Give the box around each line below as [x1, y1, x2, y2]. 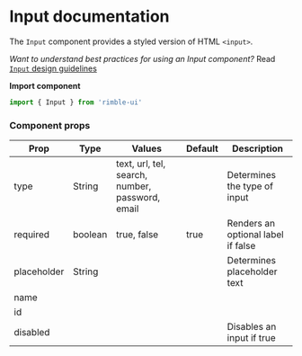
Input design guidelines [9, 63, 97, 74]
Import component [9, 80, 81, 91]
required [13, 228, 50, 241]
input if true [226, 332, 276, 344]
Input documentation [9, 6, 170, 27]
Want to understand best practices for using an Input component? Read [9, 53, 276, 64]
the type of [226, 180, 274, 192]
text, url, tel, [115, 157, 166, 170]
